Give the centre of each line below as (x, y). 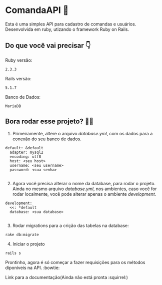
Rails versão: (18, 78)
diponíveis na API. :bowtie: (32, 268)
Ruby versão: (19, 60)
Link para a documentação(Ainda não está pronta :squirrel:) (67, 277)
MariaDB (13, 106)
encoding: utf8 (25, 157)
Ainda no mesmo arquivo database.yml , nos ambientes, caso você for (84, 189)
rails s (13, 253)
